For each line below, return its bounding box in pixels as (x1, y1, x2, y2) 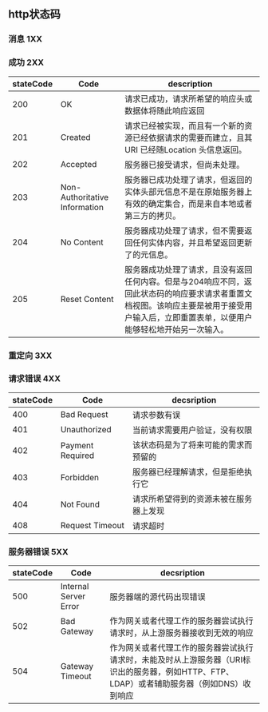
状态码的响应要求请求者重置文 (140, 288, 253, 299)
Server (60, 591, 86, 602)
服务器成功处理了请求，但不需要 (124, 225, 245, 236)
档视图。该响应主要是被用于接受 (124, 300, 245, 311)
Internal (60, 581, 89, 592)
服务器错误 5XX (8, 546, 69, 557)
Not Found (60, 499, 100, 510)
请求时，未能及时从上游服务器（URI (109, 654, 243, 666)
